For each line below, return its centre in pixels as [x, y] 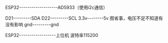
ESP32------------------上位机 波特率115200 [52, 35]
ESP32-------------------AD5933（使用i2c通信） [56, 7]
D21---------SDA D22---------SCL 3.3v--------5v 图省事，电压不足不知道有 [84, 18]
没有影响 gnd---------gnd [32, 25]
